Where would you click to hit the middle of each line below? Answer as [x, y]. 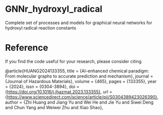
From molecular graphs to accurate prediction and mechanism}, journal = [79, 76]
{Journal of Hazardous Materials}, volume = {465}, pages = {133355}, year [81, 81]
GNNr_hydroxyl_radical [54, 9]
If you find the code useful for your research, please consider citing [73, 61]
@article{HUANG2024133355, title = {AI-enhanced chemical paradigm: [77, 71]
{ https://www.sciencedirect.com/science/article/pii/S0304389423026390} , [82, 97]
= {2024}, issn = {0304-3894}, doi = [42, 86]
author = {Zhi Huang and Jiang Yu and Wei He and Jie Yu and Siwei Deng [79, 102]
